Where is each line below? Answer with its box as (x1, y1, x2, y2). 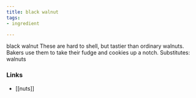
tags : (6, 15, 20, 21)
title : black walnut (6, 9, 59, 15)
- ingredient (6, 20, 40, 26)
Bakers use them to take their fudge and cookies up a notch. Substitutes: (6, 49, 190, 56)
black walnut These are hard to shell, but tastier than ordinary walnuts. (6, 42, 184, 50)
